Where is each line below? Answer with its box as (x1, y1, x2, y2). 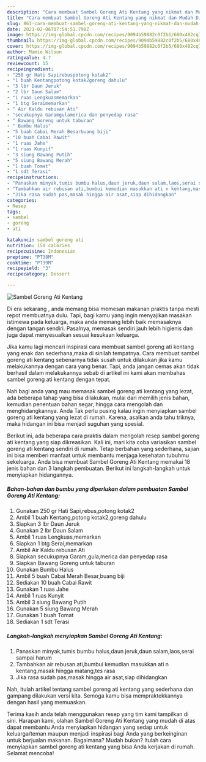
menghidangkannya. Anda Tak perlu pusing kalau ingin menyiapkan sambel (7, 407, 197, 414)
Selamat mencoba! (7, 749, 54, 756)
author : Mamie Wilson (7, 49, 62, 55)
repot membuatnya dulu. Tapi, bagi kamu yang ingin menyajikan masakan (7, 312, 192, 319)
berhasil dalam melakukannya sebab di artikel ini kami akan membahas (7, 369, 186, 376)
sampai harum (15, 654, 53, 661)
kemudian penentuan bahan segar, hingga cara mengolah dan (7, 401, 163, 408)
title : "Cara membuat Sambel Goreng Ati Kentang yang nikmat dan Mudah (7, 15, 193, 21)
